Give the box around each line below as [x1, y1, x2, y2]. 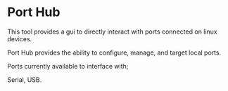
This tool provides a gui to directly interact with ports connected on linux [7, 27, 217, 36]
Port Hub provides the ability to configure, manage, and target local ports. [7, 48, 222, 57]
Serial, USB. [7, 75, 42, 84]
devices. [7, 34, 32, 43]
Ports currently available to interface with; [7, 62, 129, 70]
